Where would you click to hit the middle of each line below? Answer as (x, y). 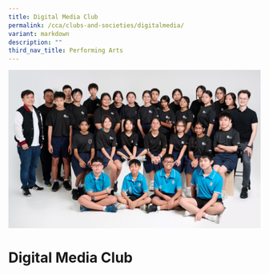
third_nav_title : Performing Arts (66, 51)
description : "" (35, 42)
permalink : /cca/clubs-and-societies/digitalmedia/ (96, 25)
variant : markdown (39, 34)
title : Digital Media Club (53, 17)
